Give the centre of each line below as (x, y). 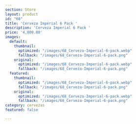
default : (18, 42)
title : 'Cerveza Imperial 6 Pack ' (41, 23)
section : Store (21, 10)
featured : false (22, 110)
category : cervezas (25, 105)
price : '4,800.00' (24, 32)
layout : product (22, 14)
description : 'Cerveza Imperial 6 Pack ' (48, 28)
